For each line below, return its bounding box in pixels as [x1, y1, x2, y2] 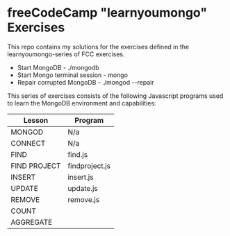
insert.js [67, 172, 94, 182]
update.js [67, 183, 99, 193]
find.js [67, 149, 88, 159]
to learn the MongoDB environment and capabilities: [7, 99, 156, 107]
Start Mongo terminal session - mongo [17, 71, 129, 79]
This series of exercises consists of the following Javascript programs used [7, 92, 224, 100]
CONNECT [10, 138, 46, 148]
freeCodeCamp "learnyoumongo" [7, 5, 207, 21]
